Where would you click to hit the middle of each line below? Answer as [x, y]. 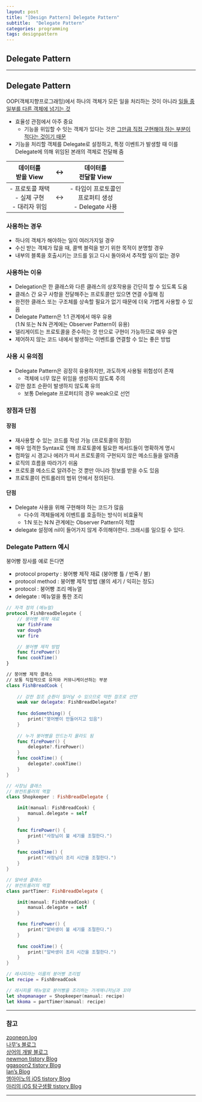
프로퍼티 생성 [95, 197]
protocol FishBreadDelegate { [44, 614]
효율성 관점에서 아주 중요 [44, 122]
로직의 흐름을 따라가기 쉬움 [46, 463]
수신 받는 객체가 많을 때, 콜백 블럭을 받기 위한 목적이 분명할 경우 [89, 248]
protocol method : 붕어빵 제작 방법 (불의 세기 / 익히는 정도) [84, 582]
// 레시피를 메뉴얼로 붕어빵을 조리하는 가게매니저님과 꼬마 [69, 990]
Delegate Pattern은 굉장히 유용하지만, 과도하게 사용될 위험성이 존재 [94, 371]
